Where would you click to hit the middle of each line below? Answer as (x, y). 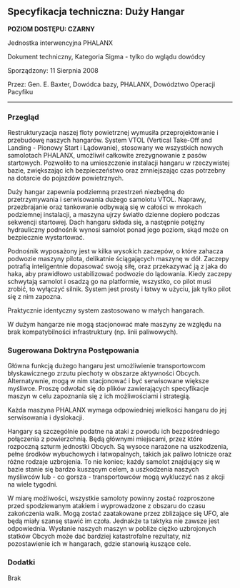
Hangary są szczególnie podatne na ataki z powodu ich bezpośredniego (114, 432)
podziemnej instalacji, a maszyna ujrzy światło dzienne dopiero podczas (114, 215)
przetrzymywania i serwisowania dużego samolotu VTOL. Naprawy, (107, 200)
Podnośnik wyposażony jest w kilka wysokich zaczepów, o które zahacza (115, 251)
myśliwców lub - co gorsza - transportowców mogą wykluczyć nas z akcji (116, 477)
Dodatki (21, 562)
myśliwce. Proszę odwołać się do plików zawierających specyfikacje (108, 389)
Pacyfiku (20, 91)
